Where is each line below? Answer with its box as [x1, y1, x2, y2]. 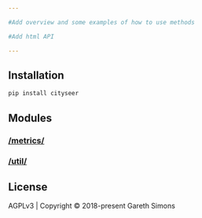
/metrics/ [8, 135, 45, 146]
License [8, 180, 48, 194]
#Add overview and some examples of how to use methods [8, 18, 195, 26]
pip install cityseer [8, 90, 79, 98]
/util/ [8, 156, 28, 167]
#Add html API [8, 32, 55, 40]
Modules [8, 111, 53, 124]
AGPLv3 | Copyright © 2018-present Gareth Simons [8, 201, 175, 211]
